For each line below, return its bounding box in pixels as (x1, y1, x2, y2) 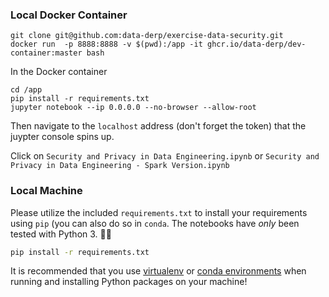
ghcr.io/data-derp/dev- (206, 39, 307, 50)
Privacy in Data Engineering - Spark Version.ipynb (10, 161, 230, 171)
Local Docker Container (10, 8, 128, 22)
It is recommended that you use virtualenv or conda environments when (10, 265, 307, 277)
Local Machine (10, 184, 83, 198)
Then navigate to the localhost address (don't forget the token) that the (10, 120, 307, 132)
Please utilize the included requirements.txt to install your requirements (10, 206, 308, 218)
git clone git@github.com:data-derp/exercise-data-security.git (10, 31, 284, 41)
